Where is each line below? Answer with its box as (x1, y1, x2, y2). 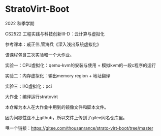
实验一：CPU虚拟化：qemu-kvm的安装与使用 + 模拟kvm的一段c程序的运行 (5, 62, 156, 68)
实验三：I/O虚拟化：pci (5, 83, 52, 89)
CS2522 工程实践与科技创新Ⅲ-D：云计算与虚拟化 (5, 31, 105, 36)
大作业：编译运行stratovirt (5, 94, 58, 100)
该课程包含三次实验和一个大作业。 (5, 52, 74, 58)
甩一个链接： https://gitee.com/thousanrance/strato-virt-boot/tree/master (5, 125, 154, 131)
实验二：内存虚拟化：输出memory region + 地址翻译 (5, 72, 111, 78)
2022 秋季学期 (5, 20, 34, 26)
